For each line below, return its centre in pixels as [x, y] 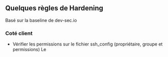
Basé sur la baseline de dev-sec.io [41, 20]
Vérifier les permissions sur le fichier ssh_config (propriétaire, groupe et [88, 44]
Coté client [19, 33]
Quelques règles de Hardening [54, 8]
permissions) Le [29, 49]
